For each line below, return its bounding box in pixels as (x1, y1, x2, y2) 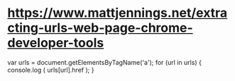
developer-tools (7, 35, 104, 51)
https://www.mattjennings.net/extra (7, 5, 228, 21)
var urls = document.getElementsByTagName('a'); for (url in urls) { (7, 58, 202, 66)
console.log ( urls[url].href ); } (7, 66, 94, 74)
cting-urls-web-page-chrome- (7, 20, 193, 36)
